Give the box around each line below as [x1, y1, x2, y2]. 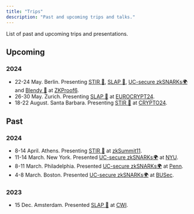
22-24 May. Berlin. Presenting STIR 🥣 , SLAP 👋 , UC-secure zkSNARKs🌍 [14, 79, 188, 86]
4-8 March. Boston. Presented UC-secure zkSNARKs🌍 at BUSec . [14, 171, 175, 178]
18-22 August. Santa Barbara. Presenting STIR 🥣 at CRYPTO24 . [14, 99, 168, 106]
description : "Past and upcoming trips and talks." [6, 14, 135, 20]
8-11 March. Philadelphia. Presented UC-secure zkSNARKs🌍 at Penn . [14, 162, 183, 169]
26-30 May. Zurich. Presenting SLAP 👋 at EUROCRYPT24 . [14, 93, 155, 100]
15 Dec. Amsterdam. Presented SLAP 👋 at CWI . [14, 202, 128, 209]
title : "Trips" [6, 8, 44, 15]
